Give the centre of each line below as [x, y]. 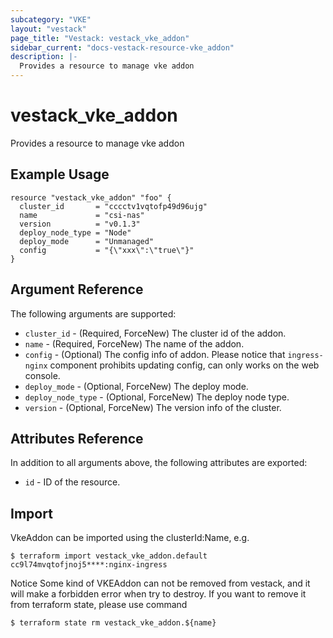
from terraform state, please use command [99, 605]
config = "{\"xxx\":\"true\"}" [107, 250]
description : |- [44, 57]
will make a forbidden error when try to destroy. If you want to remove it [158, 594]
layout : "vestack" [48, 29]
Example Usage [60, 174]
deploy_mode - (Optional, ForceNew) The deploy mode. [136, 386]
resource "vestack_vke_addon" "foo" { [91, 197]
